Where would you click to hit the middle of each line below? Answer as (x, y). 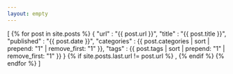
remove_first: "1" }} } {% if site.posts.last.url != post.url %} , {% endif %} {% (116, 56)
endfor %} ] (24, 63)
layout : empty (28, 14)
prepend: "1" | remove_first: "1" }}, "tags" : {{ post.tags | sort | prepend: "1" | (116, 48)
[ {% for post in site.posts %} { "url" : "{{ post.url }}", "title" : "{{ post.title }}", (117, 34)
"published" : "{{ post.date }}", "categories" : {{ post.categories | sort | (108, 41)
